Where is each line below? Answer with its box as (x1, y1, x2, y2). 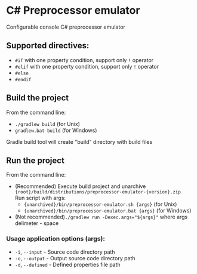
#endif (14, 76, 32, 82)
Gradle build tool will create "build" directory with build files (6, 138, 153, 145)
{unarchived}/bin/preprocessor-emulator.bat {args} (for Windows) (23, 207, 192, 214)
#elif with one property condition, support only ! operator (14, 63, 159, 70)
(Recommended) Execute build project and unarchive (14, 183, 146, 190)
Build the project (6, 93, 69, 103)
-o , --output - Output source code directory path (14, 254, 136, 261)
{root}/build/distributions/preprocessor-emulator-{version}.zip (14, 189, 181, 195)
